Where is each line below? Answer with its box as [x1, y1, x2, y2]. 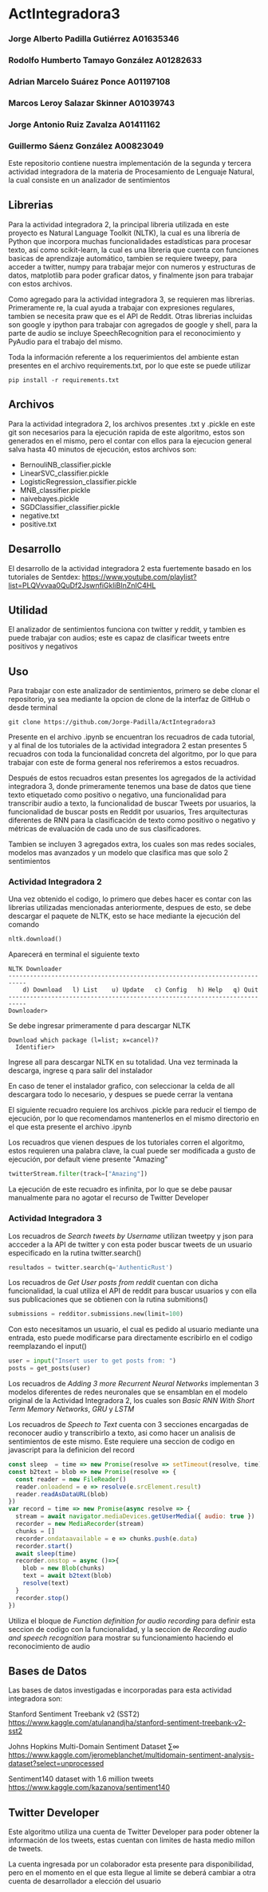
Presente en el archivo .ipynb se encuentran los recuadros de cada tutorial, [8, 732, 255, 742]
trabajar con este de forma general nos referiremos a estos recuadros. [8, 758, 239, 767]
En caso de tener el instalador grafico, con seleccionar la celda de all [8, 1082, 235, 1091]
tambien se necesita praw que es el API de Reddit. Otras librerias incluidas [8, 311, 253, 321]
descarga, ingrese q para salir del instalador [8, 1066, 153, 1075]
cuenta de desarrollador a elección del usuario [8, 1876, 162, 1886]
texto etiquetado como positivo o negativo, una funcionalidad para [8, 790, 227, 800]
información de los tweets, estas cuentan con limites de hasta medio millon [8, 1835, 255, 1845]
